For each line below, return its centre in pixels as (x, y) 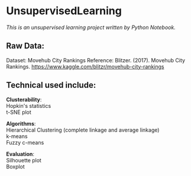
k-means (17, 136)
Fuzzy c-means (25, 142)
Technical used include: (51, 85)
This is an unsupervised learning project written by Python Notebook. (91, 27)
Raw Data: (25, 46)
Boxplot (15, 167)
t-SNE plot (19, 112)
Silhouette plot (24, 160)
